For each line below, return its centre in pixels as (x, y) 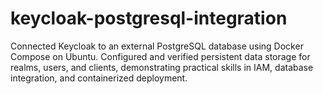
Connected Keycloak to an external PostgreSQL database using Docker (157, 46)
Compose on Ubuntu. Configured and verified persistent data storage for (160, 56)
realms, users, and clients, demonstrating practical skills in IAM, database (162, 67)
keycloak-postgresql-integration (149, 18)
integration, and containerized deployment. (99, 78)
